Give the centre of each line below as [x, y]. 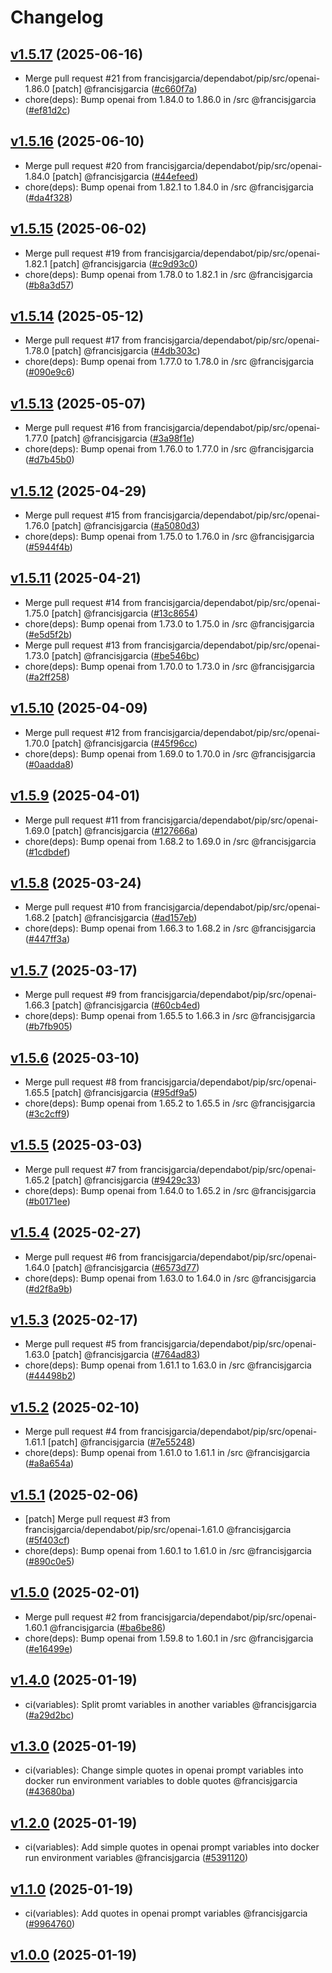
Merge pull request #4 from [81, 1432]
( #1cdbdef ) [47, 852]
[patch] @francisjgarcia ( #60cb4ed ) [126, 1005]
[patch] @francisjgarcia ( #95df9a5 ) [124, 1092]
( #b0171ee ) [47, 1201]
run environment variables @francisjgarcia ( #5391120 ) [136, 1858]
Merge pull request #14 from [83, 602]
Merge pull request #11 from [82, 820]
